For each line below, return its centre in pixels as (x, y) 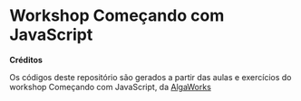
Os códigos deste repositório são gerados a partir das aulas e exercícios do (150, 77)
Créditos (26, 60)
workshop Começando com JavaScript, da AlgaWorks (110, 87)
